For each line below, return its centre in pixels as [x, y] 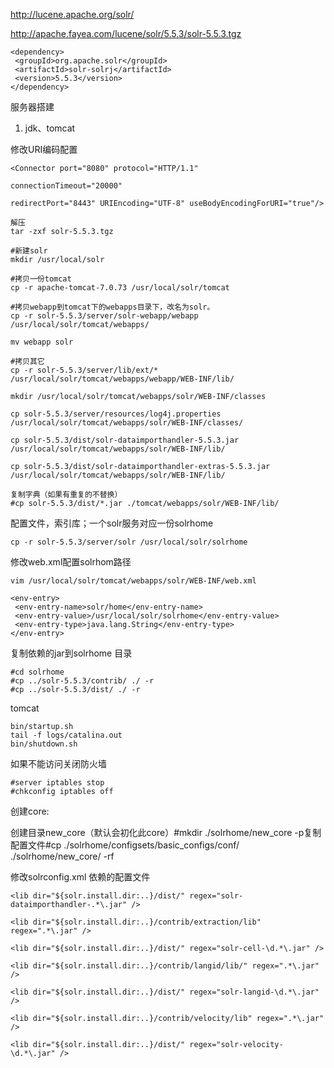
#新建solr [29, 251]
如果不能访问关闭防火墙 [58, 763]
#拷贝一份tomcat [41, 279]
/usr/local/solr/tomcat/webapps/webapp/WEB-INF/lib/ [122, 379]
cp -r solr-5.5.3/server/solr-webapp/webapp [104, 316]
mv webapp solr [42, 342]
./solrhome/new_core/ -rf [62, 856]
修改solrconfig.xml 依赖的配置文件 [80, 877]
